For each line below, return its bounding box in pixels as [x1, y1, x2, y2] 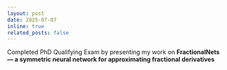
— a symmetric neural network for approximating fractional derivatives [7, 56, 215, 64]
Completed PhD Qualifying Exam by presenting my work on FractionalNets [7, 48, 220, 56]
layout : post [7, 10, 45, 17]
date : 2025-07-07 [7, 16, 57, 23]
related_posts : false [7, 29, 69, 36]
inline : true [7, 23, 45, 30]
